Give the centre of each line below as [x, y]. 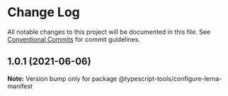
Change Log [44, 12]
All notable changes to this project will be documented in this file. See [109, 32]
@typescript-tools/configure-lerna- [170, 78]
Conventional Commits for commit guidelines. [74, 39]
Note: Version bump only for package [62, 78]
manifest [20, 86]
